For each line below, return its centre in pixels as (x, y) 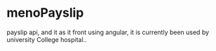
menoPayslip (45, 13)
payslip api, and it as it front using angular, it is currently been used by (108, 32)
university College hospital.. (47, 39)
